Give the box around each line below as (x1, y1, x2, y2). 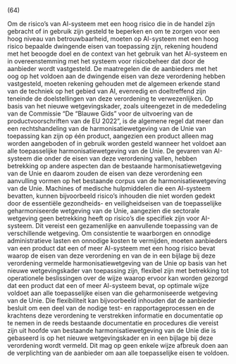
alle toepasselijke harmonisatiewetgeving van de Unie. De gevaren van (7, 147, 213, 155)
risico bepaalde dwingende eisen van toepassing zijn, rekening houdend (7, 42, 218, 50)
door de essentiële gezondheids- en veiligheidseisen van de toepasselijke (7, 199, 222, 207)
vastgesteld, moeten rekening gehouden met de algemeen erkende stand (7, 80, 221, 87)
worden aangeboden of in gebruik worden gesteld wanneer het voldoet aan (7, 139, 227, 147)
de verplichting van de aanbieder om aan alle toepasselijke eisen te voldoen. (7, 349, 230, 357)
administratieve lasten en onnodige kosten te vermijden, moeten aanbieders (7, 237, 228, 245)
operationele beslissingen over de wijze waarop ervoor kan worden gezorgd (7, 274, 228, 282)
